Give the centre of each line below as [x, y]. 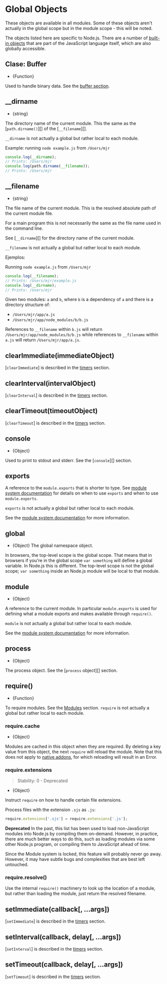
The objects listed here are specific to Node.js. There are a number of [77, 38]
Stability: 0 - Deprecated [42, 781]
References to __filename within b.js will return [54, 329]
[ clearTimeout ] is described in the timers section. [55, 423]
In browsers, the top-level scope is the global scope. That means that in [79, 555]
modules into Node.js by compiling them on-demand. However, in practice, [82, 834]
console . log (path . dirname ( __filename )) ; [48, 166]
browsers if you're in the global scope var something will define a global [79, 561]
